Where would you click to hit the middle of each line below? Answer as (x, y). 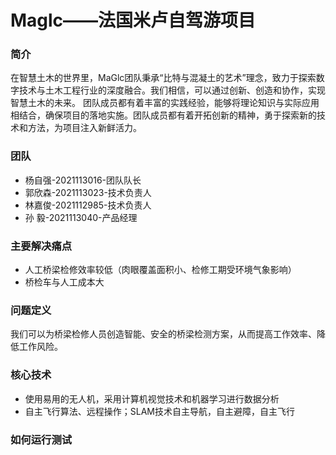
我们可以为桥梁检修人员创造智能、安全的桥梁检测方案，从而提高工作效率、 (163, 334)
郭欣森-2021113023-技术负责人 (88, 192)
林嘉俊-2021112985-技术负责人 (88, 205)
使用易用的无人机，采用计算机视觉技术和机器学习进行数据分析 (152, 398)
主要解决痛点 (41, 246)
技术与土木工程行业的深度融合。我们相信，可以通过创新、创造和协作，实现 (172, 90)
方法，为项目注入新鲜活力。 (84, 128)
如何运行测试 (41, 439)
